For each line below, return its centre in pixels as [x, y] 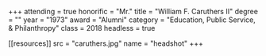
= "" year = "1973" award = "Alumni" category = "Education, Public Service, [132, 20]
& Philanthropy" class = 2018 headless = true [82, 28]
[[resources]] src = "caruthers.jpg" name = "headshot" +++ [106, 43]
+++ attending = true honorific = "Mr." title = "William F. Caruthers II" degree [133, 11]
